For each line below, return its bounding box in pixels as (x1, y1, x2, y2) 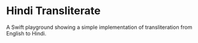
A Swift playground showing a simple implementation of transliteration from (6, 24, 193, 31)
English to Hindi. (6, 29, 47, 37)
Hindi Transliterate (6, 4, 101, 18)
